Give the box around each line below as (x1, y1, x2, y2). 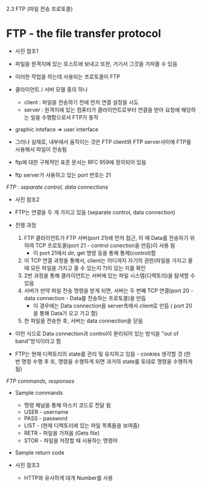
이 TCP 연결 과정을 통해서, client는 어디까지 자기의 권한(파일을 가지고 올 (24, 257, 193, 264)
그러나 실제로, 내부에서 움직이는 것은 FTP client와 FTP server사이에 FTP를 (14, 138, 192, 145)
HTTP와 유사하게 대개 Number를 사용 (24, 474, 113, 481)
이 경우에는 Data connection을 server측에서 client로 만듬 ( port (33, 302, 185, 309)
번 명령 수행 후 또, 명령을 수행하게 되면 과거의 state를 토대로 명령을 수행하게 (14, 357, 193, 365)
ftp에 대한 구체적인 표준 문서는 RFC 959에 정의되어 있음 (14, 159, 147, 166)
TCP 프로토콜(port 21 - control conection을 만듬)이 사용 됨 (35, 242, 175, 249)
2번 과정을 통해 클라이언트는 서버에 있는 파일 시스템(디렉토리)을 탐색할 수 (24, 272, 196, 279)
